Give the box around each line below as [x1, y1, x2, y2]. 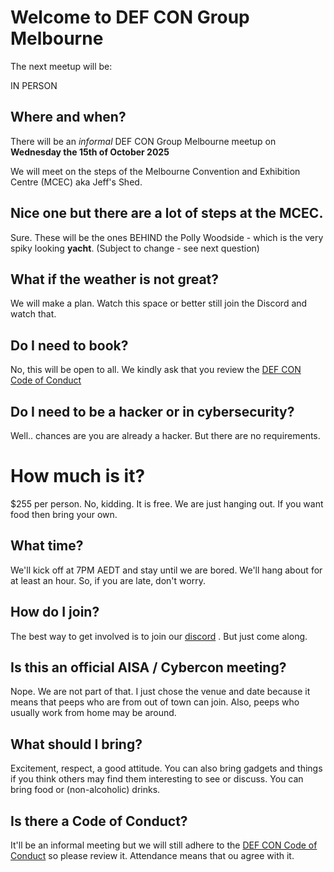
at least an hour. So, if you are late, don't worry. [10, 574, 206, 586]
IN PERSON [10, 79, 58, 91]
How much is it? [10, 465, 146, 488]
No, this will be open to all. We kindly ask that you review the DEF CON [10, 364, 302, 376]
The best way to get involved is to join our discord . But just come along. [10, 630, 308, 642]
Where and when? [10, 109, 127, 126]
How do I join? [10, 604, 100, 621]
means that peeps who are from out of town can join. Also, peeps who [10, 696, 300, 708]
